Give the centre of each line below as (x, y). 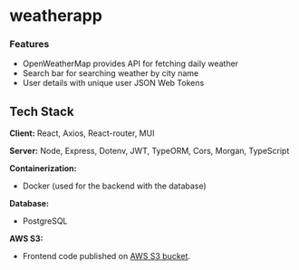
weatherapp (56, 16)
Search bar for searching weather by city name (111, 73)
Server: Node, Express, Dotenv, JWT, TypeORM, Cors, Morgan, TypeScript (149, 151)
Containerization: (43, 169)
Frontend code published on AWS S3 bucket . (106, 256)
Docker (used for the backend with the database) (114, 186)
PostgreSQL (45, 221)
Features (29, 44)
